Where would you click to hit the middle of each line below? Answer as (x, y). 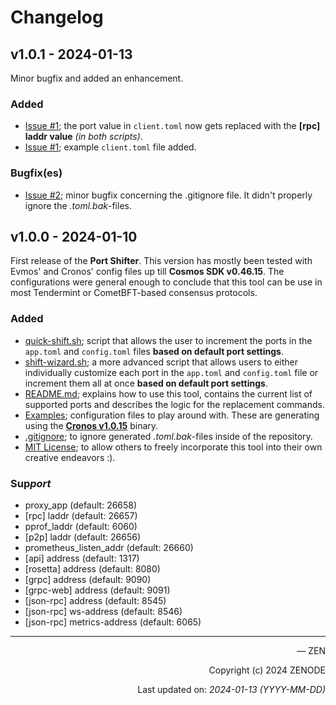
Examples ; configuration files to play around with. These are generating (172, 415)
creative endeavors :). (70, 457)
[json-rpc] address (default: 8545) (95, 600)
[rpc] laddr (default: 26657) (81, 515)
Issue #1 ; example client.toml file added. (110, 147)
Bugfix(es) (36, 173)
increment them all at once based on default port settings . (146, 383)
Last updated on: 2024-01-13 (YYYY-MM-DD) (231, 689)
